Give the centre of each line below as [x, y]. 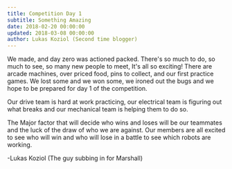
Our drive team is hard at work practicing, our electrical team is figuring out [115, 102]
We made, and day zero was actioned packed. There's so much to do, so [111, 59]
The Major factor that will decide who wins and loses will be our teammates [115, 123]
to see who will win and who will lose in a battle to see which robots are [109, 137]
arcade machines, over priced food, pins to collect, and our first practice [110, 74]
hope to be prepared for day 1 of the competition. [77, 89]
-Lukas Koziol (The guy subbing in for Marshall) [75, 158]
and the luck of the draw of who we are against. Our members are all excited [116, 130]
